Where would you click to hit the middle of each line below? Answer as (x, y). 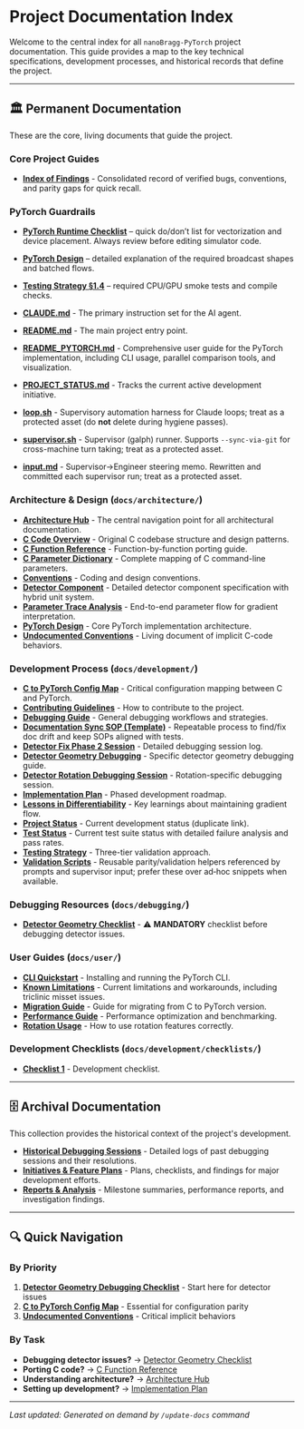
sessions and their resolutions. (80, 1160)
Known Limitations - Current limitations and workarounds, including (150, 987)
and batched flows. (58, 269)
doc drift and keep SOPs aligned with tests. (103, 736)
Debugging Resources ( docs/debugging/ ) (100, 905)
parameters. (45, 568)
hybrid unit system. (58, 597)
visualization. (47, 367)
